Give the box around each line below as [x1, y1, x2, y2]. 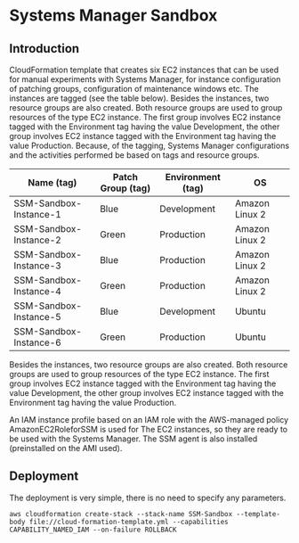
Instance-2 [13, 234, 62, 246]
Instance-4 [13, 285, 62, 297]
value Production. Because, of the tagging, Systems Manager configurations [9, 140, 290, 151]
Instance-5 [13, 311, 62, 323]
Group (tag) [100, 182, 151, 194]
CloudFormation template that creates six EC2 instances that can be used [9, 64, 279, 75]
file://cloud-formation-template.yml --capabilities [28, 517, 229, 526]
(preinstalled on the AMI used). [9, 443, 123, 453]
